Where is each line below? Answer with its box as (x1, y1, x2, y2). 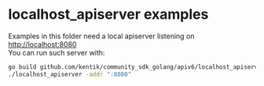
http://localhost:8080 (8, 39, 77, 48)
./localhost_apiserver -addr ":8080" (8, 70, 132, 78)
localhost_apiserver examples (8, 5, 209, 23)
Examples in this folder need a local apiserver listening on (8, 31, 195, 41)
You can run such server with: (8, 48, 105, 57)
